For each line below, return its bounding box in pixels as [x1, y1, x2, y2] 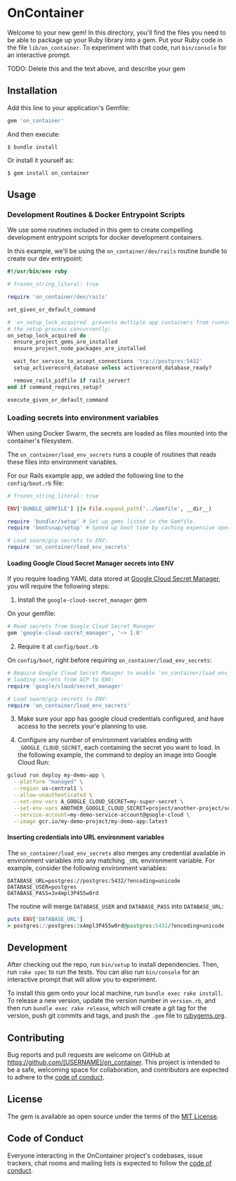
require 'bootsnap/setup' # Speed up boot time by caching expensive [7, 524, 216, 531]
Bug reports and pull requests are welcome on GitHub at [7, 1051, 171, 1059]
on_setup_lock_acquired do [7, 332, 86, 339]
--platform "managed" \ [13, 779, 83, 786]
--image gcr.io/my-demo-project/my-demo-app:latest [13, 817, 169, 825]
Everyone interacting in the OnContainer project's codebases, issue [7, 1151, 204, 1160]
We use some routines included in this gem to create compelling [7, 225, 193, 234]
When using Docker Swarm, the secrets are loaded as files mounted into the [7, 428, 228, 438]
